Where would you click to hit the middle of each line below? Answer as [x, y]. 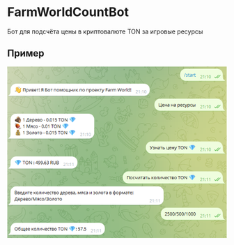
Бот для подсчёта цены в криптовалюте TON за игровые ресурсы [105, 31]
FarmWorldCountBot [68, 12]
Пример [26, 53]
